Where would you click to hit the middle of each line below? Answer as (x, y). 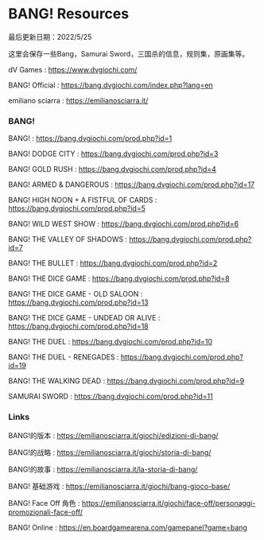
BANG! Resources (69, 14)
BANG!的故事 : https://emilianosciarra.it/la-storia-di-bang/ (103, 469)
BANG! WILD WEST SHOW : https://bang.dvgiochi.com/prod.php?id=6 (124, 224)
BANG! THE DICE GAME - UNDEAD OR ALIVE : (84, 318)
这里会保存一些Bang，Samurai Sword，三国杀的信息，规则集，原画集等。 (128, 53)
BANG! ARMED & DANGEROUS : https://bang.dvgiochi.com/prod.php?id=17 (132, 185)
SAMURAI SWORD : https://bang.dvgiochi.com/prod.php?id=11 (111, 396)
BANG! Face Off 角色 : (45, 503)
